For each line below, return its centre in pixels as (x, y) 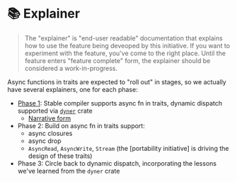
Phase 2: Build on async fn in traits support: (81, 125)
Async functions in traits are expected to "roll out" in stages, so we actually (117, 81)
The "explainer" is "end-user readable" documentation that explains (123, 38)
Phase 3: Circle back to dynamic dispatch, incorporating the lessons (117, 163)
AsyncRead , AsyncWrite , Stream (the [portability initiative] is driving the (128, 148)
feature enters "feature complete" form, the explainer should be (117, 60)
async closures (50, 133)
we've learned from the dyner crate (69, 171)
